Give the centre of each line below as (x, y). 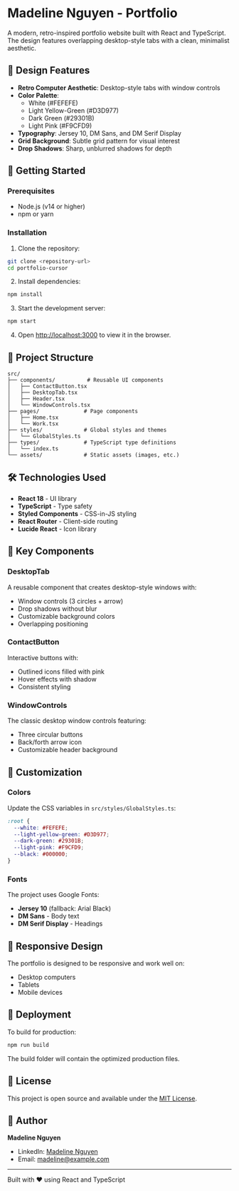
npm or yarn (36, 214)
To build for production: (42, 1032)
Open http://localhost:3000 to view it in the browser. (94, 335)
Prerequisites (31, 191)
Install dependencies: (49, 282)
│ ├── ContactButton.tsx (47, 387)
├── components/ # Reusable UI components (85, 380)
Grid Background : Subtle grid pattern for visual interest (99, 141)
